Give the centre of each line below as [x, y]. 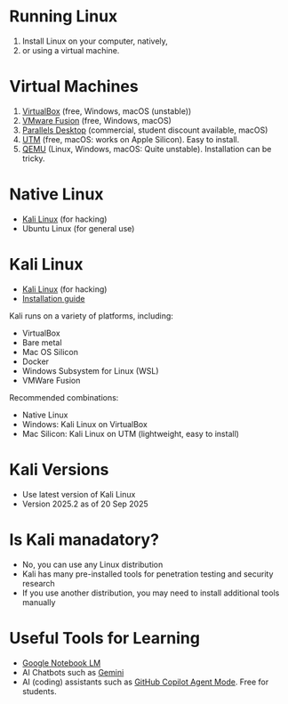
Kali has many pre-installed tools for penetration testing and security [148, 574]
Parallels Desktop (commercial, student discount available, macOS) [145, 130]
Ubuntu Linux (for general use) [78, 228]
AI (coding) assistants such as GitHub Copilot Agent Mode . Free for [145, 682]
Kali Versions [59, 469]
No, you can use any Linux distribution [92, 564]
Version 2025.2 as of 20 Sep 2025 [85, 504]
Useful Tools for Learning [104, 638]
